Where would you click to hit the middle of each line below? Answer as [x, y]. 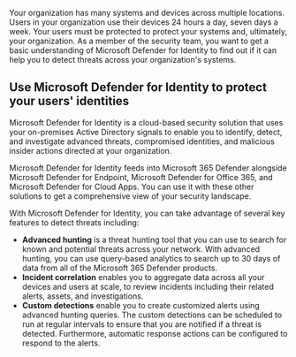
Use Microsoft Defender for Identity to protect [138, 87]
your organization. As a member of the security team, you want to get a [139, 41]
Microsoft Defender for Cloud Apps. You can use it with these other [132, 186]
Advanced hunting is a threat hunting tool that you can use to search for [154, 239]
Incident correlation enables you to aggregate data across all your [143, 277]
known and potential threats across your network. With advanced [141, 249]
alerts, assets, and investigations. [83, 296]
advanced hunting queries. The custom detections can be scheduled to [152, 315]
